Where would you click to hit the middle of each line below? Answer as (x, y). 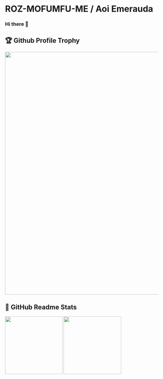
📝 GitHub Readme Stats (41, 307)
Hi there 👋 (17, 24)
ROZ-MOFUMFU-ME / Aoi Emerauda (79, 9)
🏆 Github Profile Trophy (42, 41)
